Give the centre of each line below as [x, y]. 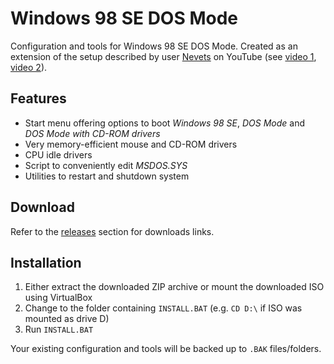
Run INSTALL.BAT [59, 329]
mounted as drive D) [67, 319]
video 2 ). [29, 67]
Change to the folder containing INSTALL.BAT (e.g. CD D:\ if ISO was [163, 308]
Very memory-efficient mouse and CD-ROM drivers [131, 144]
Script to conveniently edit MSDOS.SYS [106, 165]
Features [38, 98]
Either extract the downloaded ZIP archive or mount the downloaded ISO [174, 287]
